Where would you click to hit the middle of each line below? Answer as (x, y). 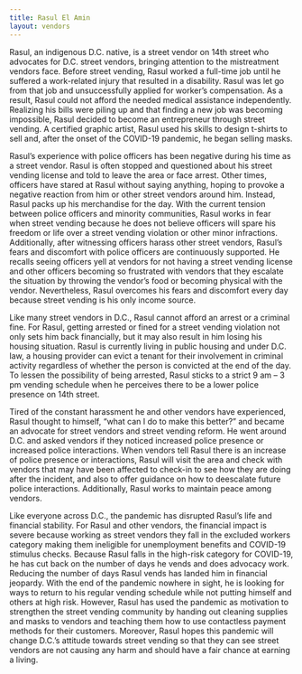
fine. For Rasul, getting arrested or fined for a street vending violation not (145, 327)
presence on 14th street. (55, 394)
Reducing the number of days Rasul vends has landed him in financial (138, 573)
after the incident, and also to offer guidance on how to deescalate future (145, 479)
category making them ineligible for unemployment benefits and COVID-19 (148, 544)
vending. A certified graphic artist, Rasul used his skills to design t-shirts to (149, 128)
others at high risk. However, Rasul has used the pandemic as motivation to (149, 602)
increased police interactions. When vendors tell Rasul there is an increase (148, 450)
